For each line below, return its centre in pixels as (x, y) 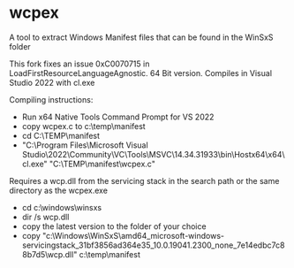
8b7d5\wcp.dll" (49, 254)
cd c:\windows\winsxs (62, 207)
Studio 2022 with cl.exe (52, 82)
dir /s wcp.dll (45, 217)
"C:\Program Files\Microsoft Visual (85, 145)
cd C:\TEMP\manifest (60, 135)
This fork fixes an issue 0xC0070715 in (79, 64)
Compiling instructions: (51, 99)
